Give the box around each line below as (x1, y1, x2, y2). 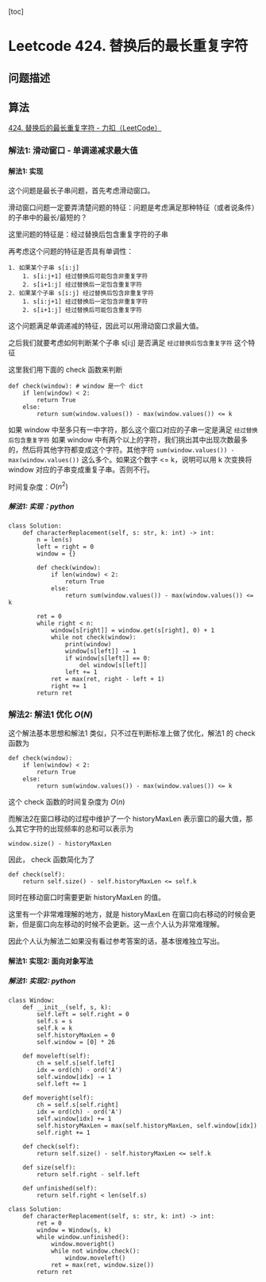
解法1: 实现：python (8, 501, 75, 511)
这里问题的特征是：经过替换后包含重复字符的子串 (8, 229, 168, 239)
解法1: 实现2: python (8, 976, 76, 985)
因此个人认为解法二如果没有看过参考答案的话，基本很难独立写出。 (8, 937, 224, 946)
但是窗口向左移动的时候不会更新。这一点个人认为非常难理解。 (21, 919, 224, 929)
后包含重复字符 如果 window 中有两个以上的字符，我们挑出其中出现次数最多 (8, 434, 249, 444)
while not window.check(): (50, 1247, 141, 1255)
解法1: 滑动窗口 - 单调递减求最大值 (8, 145, 138, 156)
